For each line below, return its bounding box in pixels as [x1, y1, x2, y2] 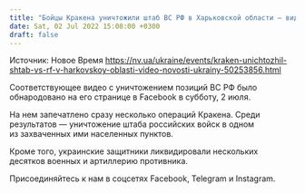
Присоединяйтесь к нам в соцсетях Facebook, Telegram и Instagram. [9, 173, 276, 184]
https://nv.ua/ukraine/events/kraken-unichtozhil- [104, 55, 288, 66]
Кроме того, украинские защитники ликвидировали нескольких [9, 146, 259, 157]
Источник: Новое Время [9, 55, 103, 66]
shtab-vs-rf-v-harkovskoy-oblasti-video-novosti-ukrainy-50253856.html [9, 64, 281, 75]
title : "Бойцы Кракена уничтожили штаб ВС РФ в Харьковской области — [9, 13, 282, 23]
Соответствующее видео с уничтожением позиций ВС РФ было [9, 82, 258, 93]
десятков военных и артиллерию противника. [9, 156, 189, 167]
